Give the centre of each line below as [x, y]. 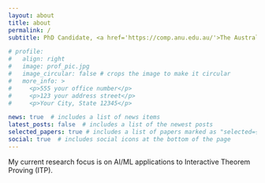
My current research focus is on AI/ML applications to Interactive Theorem [129, 162]
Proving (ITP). [31, 170]
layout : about [32, 15]
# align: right [37, 59]
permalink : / [30, 30]
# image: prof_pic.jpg [49, 67]
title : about [30, 23]
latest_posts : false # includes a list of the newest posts [111, 125]
